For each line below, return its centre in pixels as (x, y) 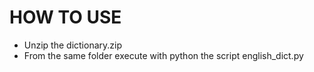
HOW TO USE (65, 17)
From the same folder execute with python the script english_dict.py (163, 55)
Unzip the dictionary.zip (73, 45)
